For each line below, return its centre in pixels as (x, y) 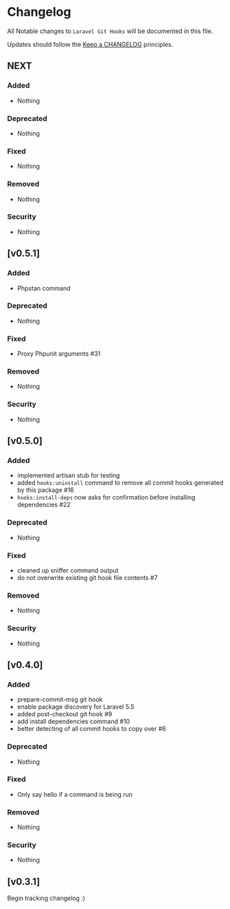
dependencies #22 (44, 505)
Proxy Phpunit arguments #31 (59, 354)
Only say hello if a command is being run (74, 794)
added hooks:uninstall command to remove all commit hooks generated (120, 483)
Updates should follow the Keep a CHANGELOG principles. (90, 44)
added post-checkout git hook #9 (65, 714)
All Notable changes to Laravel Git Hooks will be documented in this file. (110, 31)
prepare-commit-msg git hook (60, 700)
